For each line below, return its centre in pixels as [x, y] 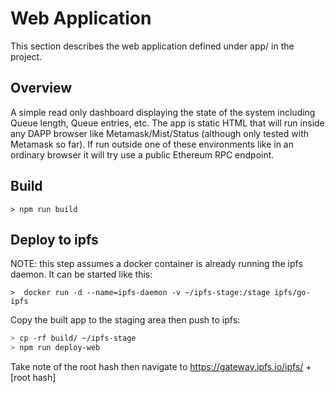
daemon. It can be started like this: [81, 274]
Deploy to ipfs [54, 239]
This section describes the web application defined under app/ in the [152, 46]
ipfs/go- [292, 293]
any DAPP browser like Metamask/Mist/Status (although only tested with [159, 133]
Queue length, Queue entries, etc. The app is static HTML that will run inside [167, 123]
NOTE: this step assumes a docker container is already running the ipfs [156, 264]
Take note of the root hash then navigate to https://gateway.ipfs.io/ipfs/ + [161, 367]
